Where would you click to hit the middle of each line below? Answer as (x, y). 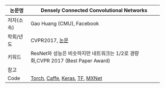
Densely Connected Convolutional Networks (94, 10)
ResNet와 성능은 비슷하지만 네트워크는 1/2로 (80, 53)
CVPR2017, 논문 (50, 40)
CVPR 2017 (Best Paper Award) (73, 61)
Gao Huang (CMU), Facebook (65, 23)
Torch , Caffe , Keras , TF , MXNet (66, 78)
